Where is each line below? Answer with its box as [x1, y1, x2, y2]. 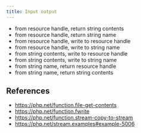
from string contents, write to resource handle [14, 50, 128, 57]
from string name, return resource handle [14, 63, 117, 70]
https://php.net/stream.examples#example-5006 [14, 121, 135, 128]
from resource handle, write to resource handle [14, 37, 131, 44]
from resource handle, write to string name [14, 44, 120, 51]
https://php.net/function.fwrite [14, 108, 90, 115]
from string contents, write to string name [14, 56, 117, 63]
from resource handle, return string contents [14, 25, 124, 32]
